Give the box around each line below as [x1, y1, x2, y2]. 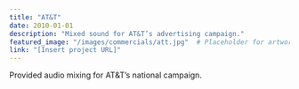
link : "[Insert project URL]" [9, 46, 122, 55]
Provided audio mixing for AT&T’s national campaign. [9, 70, 203, 80]
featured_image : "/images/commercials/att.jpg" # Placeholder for [9, 37, 265, 47]
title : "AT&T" [9, 12, 62, 22]
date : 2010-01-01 [9, 21, 74, 30]
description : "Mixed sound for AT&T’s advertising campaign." [9, 29, 245, 38]
